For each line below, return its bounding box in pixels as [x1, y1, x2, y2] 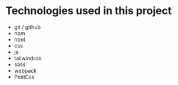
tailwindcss [14, 55, 42, 62]
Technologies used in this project [5, 4, 172, 18]
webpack [14, 67, 37, 74]
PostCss [14, 73, 35, 80]
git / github [14, 23, 41, 30]
